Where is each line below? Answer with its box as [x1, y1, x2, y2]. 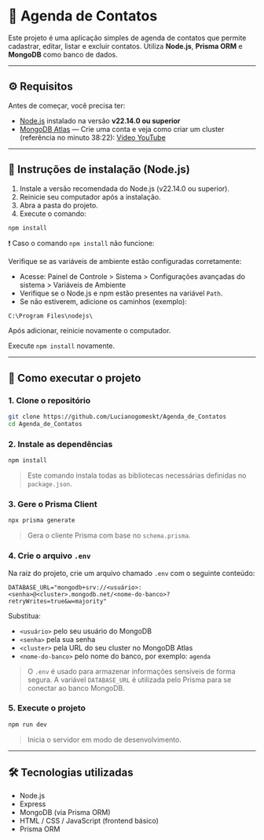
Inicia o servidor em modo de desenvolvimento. [27, 735, 182, 744]
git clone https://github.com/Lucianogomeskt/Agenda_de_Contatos [8, 413, 226, 421]
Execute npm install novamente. [8, 341, 115, 350]
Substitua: [8, 611, 41, 620]
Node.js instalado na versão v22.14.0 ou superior [19, 116, 181, 125]
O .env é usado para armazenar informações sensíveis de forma [27, 666, 236, 676]
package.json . [27, 479, 72, 489]
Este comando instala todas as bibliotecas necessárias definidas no [27, 471, 247, 480]
